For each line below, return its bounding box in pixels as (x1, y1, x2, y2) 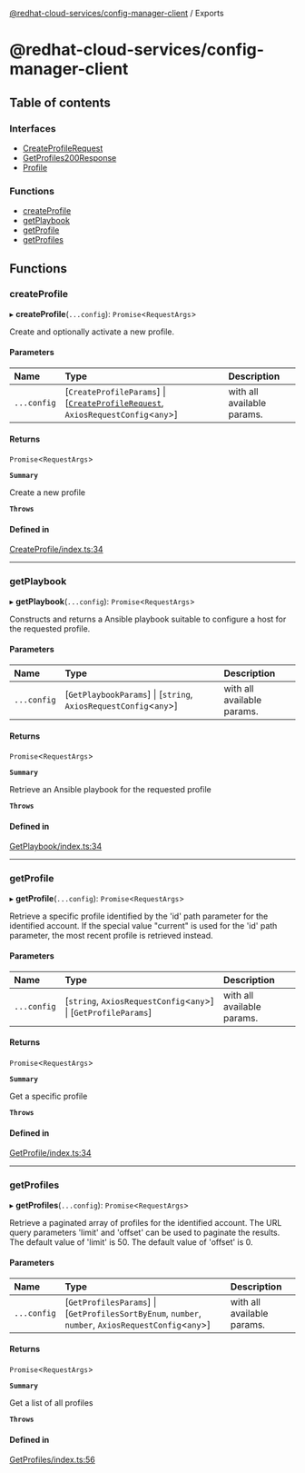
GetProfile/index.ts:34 (9, 1148, 93, 1159)
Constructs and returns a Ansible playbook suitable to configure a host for (9, 613, 287, 624)
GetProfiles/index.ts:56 (9, 1454, 95, 1466)
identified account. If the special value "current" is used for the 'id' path (9, 920, 278, 931)
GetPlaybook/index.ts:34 (9, 841, 103, 852)
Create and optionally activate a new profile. (9, 326, 175, 337)
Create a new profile (9, 487, 86, 498)
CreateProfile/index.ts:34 (9, 544, 103, 555)
